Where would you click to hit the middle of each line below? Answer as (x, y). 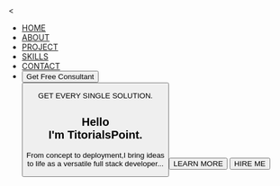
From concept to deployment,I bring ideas (95, 155)
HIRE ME (250, 163)
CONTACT (41, 66)
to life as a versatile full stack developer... (95, 163)
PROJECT (40, 47)
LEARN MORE (199, 163)
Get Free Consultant (60, 76)
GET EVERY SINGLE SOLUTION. (96, 96)
